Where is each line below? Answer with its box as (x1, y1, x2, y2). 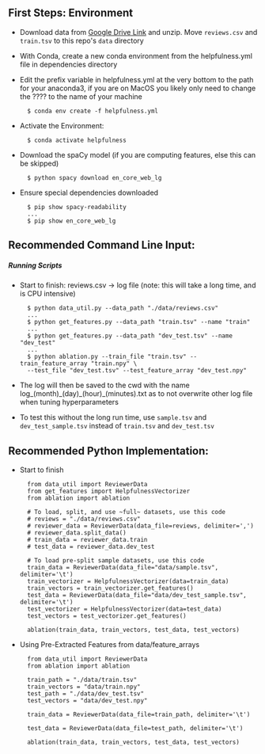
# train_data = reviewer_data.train (27, 535, 148, 543)
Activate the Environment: (19, 120, 104, 130)
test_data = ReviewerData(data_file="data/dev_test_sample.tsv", (27, 591, 247, 599)
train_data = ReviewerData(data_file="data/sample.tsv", (27, 563, 219, 571)
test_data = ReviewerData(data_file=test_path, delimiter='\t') (27, 724, 244, 732)
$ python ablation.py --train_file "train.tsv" (27, 352, 187, 361)
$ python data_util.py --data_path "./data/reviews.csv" (27, 304, 219, 312)
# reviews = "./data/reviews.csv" (27, 515, 141, 523)
